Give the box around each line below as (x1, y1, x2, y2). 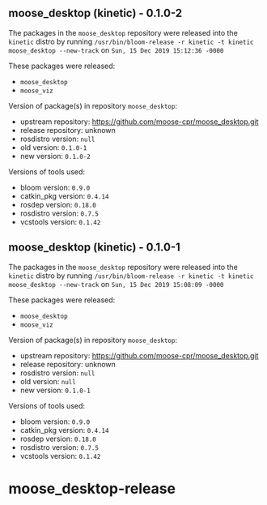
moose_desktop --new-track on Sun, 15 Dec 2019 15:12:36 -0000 (8, 45, 224, 55)
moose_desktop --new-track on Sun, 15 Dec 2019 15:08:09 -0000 (8, 279, 224, 289)
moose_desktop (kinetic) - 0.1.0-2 (8, 6, 183, 20)
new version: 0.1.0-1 (19, 385, 91, 395)
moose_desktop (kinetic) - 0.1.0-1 (8, 241, 180, 255)
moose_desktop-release (8, 479, 176, 498)
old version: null (19, 376, 77, 386)
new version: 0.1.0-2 (19, 151, 91, 160)
